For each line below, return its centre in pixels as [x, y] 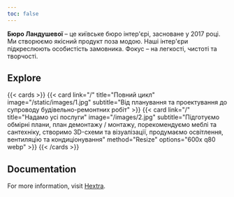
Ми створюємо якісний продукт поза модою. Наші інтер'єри [98, 41]
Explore [24, 78]
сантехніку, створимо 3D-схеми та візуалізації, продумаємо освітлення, [115, 132]
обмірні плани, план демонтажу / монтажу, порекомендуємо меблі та [112, 125]
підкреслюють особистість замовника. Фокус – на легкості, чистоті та [112, 48]
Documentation [42, 169]
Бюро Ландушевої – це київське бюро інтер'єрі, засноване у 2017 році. [114, 34]
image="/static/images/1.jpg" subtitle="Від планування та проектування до [117, 102]
